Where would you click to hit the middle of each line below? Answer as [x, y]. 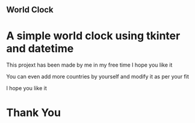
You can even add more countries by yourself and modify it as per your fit [98, 77]
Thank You [34, 112]
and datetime [40, 48]
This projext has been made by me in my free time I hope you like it [89, 65]
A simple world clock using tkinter [93, 36]
